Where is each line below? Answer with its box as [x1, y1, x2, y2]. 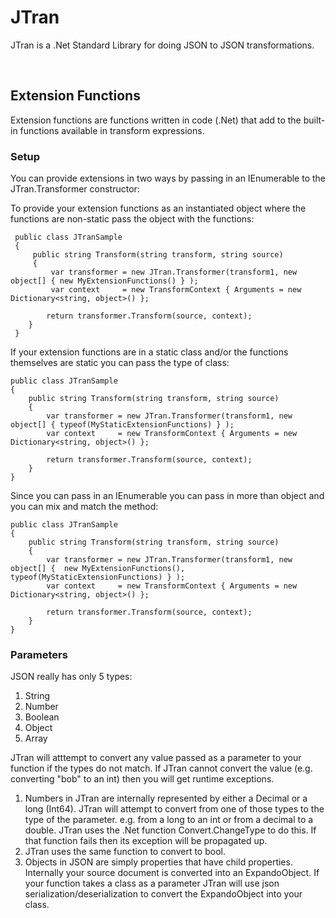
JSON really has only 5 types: [10, 671, 133, 683]
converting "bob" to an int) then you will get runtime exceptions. [10, 773, 275, 785]
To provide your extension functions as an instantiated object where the [10, 202, 307, 215]
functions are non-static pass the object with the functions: [10, 213, 255, 225]
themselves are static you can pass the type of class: [10, 357, 230, 369]
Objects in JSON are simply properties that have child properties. [24, 856, 293, 868]
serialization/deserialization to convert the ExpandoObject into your [24, 888, 303, 900]
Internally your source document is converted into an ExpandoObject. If [24, 867, 320, 879]
